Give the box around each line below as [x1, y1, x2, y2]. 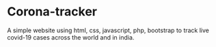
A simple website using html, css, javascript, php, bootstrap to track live [7, 26, 210, 34]
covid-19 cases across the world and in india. [7, 33, 135, 41]
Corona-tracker [7, 4, 98, 19]
